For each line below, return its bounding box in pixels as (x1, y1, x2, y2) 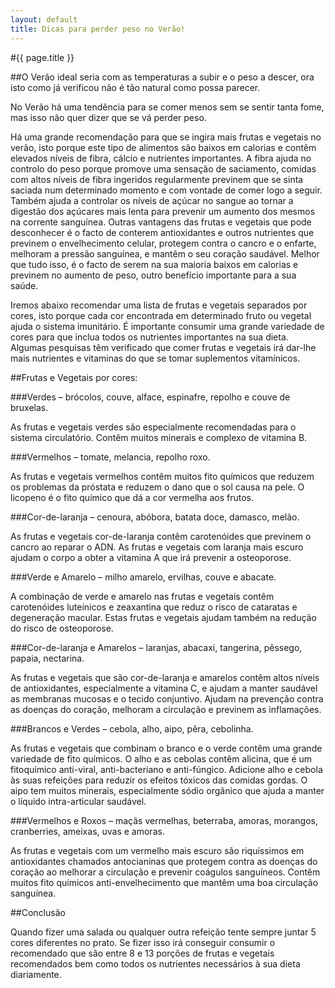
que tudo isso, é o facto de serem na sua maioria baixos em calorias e (10, 258, 299, 270)
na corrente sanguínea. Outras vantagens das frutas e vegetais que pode (10, 216, 312, 228)
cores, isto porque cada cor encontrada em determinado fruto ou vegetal (10, 309, 312, 321)
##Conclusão (10, 906, 66, 918)
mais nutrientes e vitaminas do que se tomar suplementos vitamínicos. (10, 352, 301, 364)
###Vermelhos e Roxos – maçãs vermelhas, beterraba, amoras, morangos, (10, 814, 318, 826)
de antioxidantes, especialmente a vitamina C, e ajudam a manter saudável (10, 682, 318, 694)
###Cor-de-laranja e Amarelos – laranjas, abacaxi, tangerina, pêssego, (10, 641, 303, 653)
